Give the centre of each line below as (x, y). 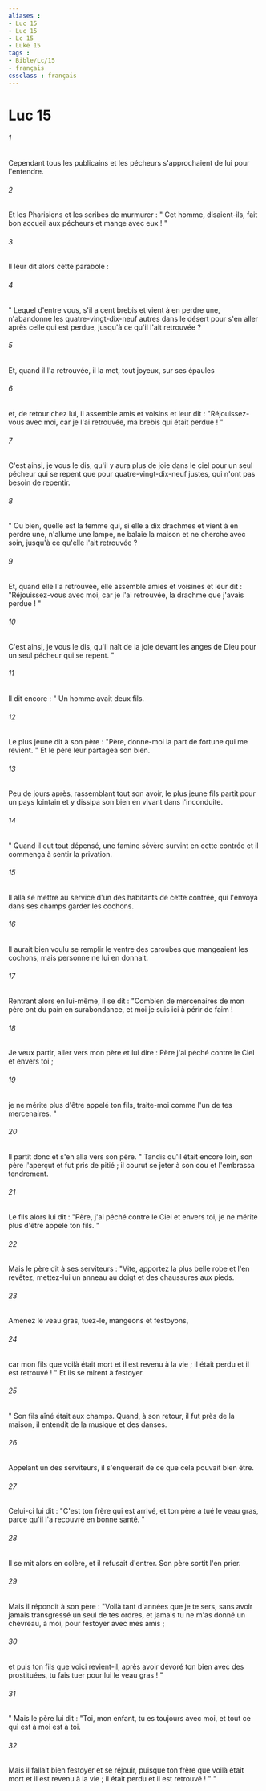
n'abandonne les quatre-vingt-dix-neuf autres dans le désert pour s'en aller (133, 318)
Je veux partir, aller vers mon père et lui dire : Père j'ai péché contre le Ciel (131, 1053)
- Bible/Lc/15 (32, 61)
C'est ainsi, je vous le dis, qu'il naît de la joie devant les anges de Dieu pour (132, 646)
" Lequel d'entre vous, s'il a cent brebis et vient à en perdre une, (114, 309)
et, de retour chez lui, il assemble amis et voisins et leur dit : (107, 414)
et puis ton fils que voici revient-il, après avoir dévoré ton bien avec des (126, 1666)
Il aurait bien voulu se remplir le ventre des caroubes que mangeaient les (128, 949)
